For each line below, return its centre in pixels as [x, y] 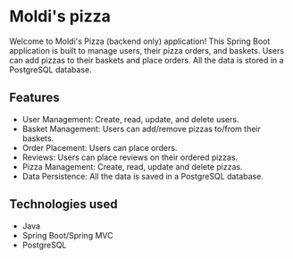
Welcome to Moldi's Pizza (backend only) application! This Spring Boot [140, 41]
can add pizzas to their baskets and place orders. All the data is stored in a [146, 60]
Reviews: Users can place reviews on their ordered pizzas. [130, 157]
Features [34, 98]
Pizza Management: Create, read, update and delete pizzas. [132, 166]
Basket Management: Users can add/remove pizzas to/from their [141, 129]
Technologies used [63, 204]
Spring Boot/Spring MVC [67, 235]
